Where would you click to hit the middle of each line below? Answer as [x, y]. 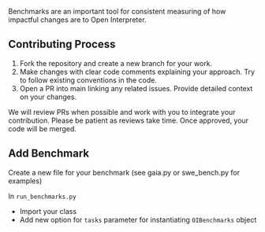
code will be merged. [43, 128]
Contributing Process [62, 44]
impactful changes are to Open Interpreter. [78, 20]
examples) [25, 181]
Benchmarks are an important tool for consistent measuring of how [117, 11]
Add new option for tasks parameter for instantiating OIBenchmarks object [138, 219]
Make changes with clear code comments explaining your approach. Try [137, 72]
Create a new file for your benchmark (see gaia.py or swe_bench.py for [124, 172]
